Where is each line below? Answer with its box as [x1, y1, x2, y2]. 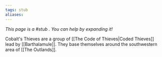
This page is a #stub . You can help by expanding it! [5, 26, 113, 32]
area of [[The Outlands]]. [5, 46, 57, 52]
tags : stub [5, 7, 28, 13]
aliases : [5, 12, 24, 17]
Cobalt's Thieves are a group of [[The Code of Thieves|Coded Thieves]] [5, 36, 154, 42]
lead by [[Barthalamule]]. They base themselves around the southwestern [5, 41, 157, 47]
